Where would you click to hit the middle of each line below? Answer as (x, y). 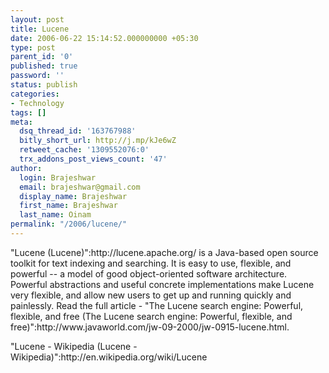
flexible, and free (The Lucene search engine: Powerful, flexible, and (151, 316)
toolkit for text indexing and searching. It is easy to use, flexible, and (151, 263)
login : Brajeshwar (58, 177)
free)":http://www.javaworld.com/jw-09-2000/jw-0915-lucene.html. (150, 327)
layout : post (37, 19)
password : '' (37, 76)
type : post (33, 47)
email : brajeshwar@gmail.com (80, 187)
